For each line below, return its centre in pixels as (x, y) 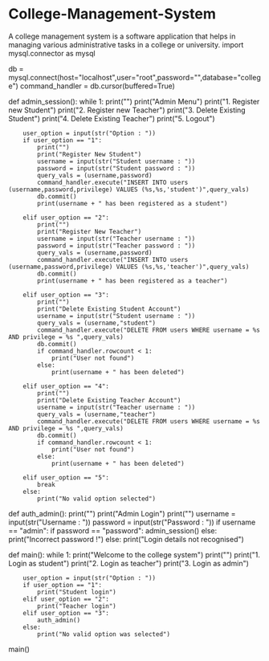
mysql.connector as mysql (52, 53)
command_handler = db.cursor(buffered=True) (97, 86)
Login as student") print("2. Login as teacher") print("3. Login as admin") (128, 563)
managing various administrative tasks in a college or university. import (126, 44)
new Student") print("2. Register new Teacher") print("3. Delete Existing (127, 110)
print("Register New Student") (90, 154)
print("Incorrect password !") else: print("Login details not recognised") (126, 539)
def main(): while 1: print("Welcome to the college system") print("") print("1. (134, 554)
